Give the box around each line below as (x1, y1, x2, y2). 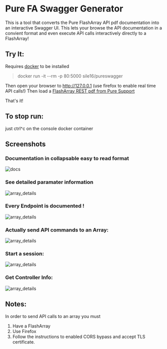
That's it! (5, 97, 23, 103)
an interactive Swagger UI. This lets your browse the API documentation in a (5, 24, 162, 30)
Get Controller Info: (5, 274, 53, 281)
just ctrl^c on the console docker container (5, 125, 93, 131)
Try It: (5, 50, 24, 58)
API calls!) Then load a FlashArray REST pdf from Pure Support (5, 88, 135, 94)
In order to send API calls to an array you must (5, 313, 101, 319)
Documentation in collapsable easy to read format (5, 154, 129, 161)
